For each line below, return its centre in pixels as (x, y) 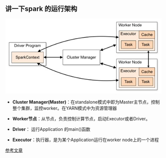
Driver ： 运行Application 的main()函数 (51, 129)
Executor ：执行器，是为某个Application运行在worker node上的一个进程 (85, 140)
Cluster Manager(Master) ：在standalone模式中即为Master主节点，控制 (86, 102)
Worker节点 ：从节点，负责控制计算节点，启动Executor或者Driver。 (81, 118)
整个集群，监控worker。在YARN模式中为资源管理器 (65, 108)
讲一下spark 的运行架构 (41, 9)
